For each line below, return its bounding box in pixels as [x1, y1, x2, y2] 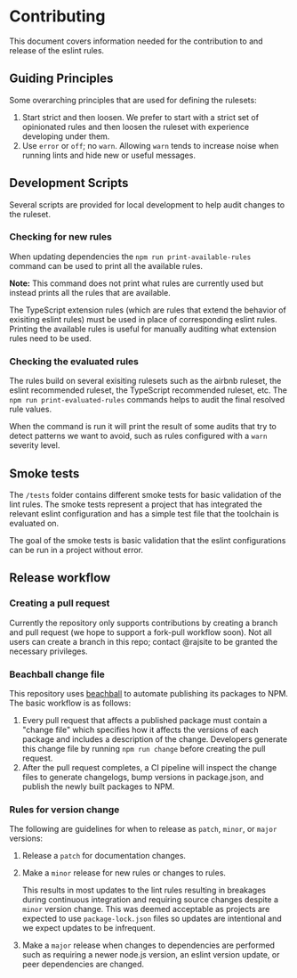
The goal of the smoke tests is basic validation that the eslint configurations [9, 534, 286, 545]
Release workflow [9, 570, 111, 585]
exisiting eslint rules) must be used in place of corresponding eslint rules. [9, 314, 277, 324]
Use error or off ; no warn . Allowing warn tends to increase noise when [21, 140, 279, 151]
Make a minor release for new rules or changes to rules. [21, 868, 227, 878]
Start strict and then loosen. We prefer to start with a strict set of [21, 111, 260, 122]
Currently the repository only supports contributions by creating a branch [9, 617, 278, 628]
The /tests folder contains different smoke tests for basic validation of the [9, 489, 282, 500]
